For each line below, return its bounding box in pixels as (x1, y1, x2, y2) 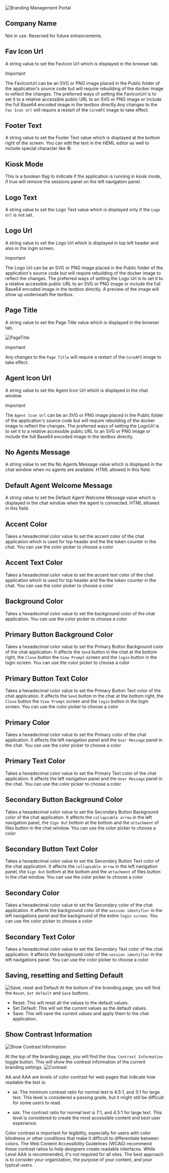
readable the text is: (5, 1079, 47, 1085)
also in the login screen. (5, 245, 55, 251)
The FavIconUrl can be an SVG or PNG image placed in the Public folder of (5, 80, 160, 86)
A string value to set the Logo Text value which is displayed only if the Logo (5, 207, 160, 213)
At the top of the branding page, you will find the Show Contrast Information (5, 1053, 163, 1059)
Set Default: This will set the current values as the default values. (12, 1005, 147, 1011)
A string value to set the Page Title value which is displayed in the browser (5, 319, 159, 325)
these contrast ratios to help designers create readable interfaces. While (5, 1146, 155, 1152)
